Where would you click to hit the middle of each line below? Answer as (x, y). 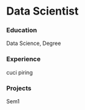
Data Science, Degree (34, 43)
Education (22, 30)
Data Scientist (42, 11)
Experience (23, 59)
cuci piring (20, 72)
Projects (19, 88)
